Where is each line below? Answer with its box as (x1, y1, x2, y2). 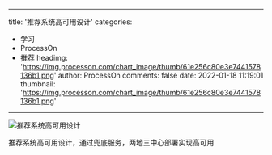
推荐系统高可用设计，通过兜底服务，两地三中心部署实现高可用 (8, 138, 215, 147)
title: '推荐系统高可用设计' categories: (8, 17, 133, 27)
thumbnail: (19, 79, 56, 89)
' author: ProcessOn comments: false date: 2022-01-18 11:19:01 (53, 70, 264, 80)
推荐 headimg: (19, 53, 69, 62)
